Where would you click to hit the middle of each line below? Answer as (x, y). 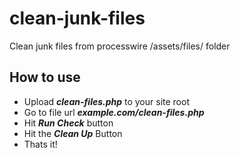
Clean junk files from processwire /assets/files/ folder (120, 46)
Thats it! (40, 144)
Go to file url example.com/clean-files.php (114, 112)
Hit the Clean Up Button (73, 133)
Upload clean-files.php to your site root (106, 101)
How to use (45, 77)
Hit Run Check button (68, 123)
